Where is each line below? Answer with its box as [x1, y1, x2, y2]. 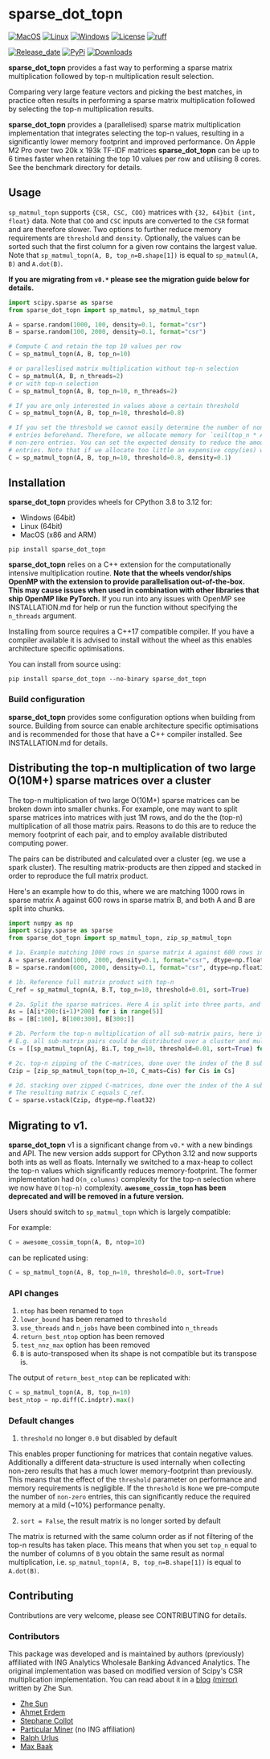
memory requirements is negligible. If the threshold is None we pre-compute [8, 1483, 260, 1493]
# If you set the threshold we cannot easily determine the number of [8, 424, 250, 432]
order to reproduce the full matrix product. [8, 871, 149, 880]
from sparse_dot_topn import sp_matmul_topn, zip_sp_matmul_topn [8, 934, 231, 942]
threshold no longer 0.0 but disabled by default [19, 1433, 178, 1443]
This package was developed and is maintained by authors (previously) [8, 1649, 245, 1659]
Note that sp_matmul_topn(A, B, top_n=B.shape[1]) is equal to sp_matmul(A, [8, 250, 260, 260]
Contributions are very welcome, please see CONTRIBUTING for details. [8, 1610, 247, 1620]
